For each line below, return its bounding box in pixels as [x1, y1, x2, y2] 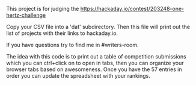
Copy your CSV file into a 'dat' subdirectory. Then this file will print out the [6, 24, 191, 30]
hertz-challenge [6, 11, 46, 19]
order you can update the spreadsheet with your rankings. [6, 72, 150, 79]
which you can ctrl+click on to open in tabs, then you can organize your [6, 60, 184, 66]
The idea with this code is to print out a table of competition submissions [6, 53, 186, 60]
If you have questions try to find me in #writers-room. [6, 42, 139, 48]
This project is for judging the [6, 5, 79, 12]
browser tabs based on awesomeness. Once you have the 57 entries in [6, 66, 182, 73]
